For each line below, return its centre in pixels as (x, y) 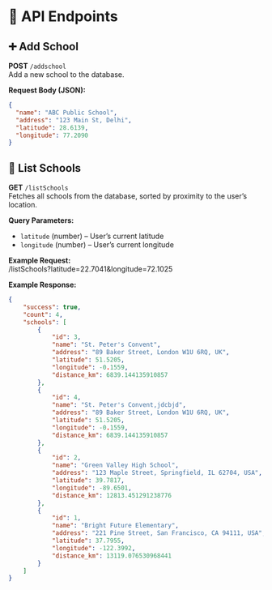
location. (23, 205)
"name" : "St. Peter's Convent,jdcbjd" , (119, 405)
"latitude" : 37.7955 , (88, 541)
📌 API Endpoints (64, 17)
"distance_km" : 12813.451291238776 (112, 495)
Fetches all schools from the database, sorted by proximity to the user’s (128, 196)
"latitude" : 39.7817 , (88, 481)
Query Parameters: (41, 220)
